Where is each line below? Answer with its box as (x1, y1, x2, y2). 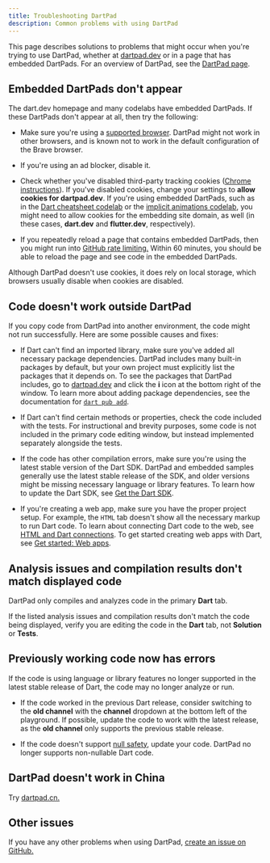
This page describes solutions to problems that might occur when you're (8, 41, 250, 51)
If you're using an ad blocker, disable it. (19, 161, 152, 170)
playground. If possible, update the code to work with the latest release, (19, 714, 260, 724)
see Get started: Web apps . (19, 538, 111, 548)
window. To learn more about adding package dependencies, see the (19, 389, 251, 398)
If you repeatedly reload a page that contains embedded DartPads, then (19, 235, 260, 245)
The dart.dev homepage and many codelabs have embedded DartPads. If (8, 103, 252, 113)
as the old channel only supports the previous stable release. (19, 723, 224, 733)
